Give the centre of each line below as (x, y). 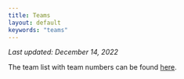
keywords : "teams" (38, 30)
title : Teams (29, 15)
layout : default (34, 23)
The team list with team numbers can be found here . (93, 67)
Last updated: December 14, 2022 (63, 52)
